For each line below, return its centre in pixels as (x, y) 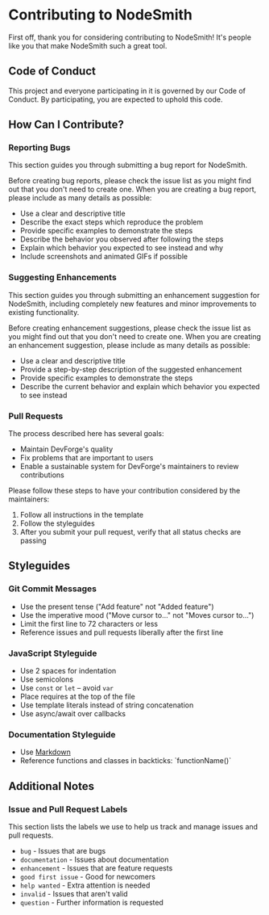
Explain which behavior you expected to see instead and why (122, 248)
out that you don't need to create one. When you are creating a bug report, (132, 189)
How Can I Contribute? (66, 125)
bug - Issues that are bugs (63, 851)
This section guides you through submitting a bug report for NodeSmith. (128, 165)
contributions (42, 475)
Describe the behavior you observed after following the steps (122, 239)
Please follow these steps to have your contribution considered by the (124, 491)
